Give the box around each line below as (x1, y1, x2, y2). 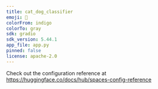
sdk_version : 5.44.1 (6, 36, 58, 42)
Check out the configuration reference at (6, 69, 107, 76)
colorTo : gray (6, 25, 42, 32)
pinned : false (6, 48, 42, 54)
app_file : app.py (6, 42, 49, 48)
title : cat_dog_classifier (6, 8, 73, 15)
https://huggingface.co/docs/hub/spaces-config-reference (6, 76, 152, 83)
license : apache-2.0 (6, 53, 58, 59)
